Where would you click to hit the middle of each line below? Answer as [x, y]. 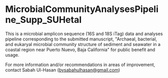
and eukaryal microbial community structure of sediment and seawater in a [83, 44]
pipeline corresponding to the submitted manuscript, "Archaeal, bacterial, [81, 39]
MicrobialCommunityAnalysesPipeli [82, 9]
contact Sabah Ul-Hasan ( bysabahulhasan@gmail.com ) [63, 70]
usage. [12, 55]
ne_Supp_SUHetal [44, 20]
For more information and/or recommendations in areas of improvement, [80, 64]
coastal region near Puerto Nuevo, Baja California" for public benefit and [80, 49]
